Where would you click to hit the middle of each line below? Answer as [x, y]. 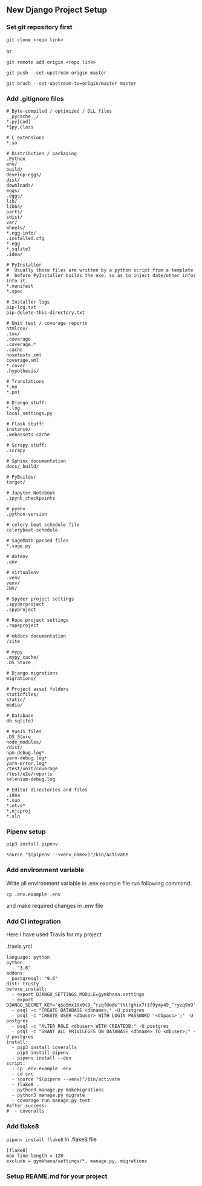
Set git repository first [39, 27]
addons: [16, 973]
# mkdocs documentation [36, 636]
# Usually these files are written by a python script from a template [100, 270]
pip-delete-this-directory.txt [46, 312]
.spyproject [21, 609]
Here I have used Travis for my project [54, 934]
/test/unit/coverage [32, 768]
